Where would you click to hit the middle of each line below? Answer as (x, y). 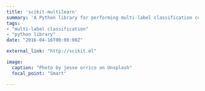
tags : (13, 23)
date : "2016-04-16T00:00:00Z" (45, 40)
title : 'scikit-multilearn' (42, 12)
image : (15, 62)
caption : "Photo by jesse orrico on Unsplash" (72, 67)
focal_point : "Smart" (39, 73)
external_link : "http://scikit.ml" (52, 51)
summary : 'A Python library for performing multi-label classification (99, 18)
